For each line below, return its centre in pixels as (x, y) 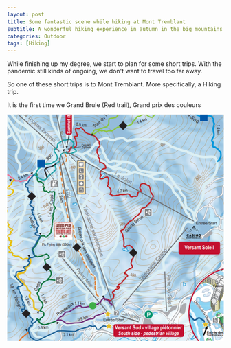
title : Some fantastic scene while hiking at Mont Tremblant (97, 22)
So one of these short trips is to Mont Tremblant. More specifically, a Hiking (114, 84)
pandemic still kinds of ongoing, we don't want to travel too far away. (105, 71)
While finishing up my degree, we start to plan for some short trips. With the (114, 64)
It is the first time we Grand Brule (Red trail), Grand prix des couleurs (104, 105)
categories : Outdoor (37, 36)
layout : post (26, 14)
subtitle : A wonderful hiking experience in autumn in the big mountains (115, 29)
